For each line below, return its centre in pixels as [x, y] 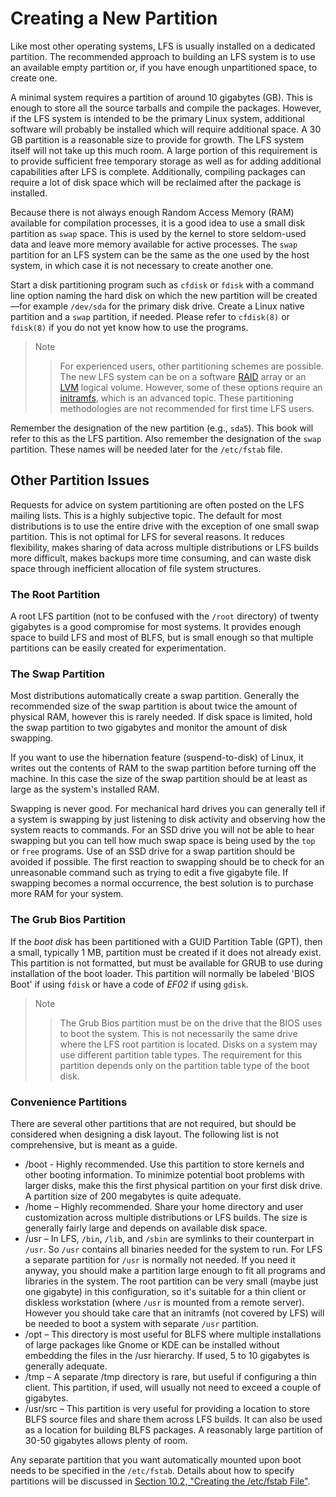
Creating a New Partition [114, 18]
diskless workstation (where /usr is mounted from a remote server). [164, 1302]
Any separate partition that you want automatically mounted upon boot [156, 1459]
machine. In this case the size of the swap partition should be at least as [159, 779]
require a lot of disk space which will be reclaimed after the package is [156, 182]
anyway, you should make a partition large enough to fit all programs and [175, 1270]
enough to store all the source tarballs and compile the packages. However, [166, 108]
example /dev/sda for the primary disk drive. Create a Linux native [169, 306]
